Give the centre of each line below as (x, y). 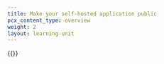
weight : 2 (22, 27)
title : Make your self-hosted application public (82, 14)
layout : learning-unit (41, 33)
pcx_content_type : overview (49, 20)
